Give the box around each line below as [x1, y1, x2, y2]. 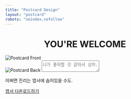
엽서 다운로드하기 [5, 88, 39, 94]
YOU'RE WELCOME [43, 38, 126, 50]
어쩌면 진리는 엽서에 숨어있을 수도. [5, 77, 73, 83]
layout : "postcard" [5, 12, 47, 17]
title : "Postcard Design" [5, 7, 60, 13]
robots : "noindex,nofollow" [5, 17, 65, 22]
